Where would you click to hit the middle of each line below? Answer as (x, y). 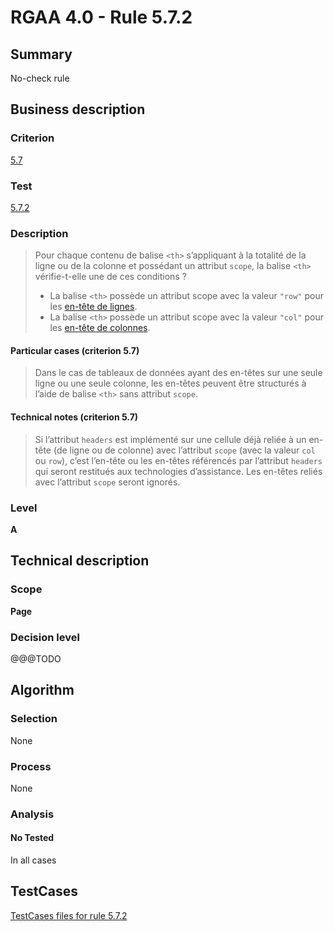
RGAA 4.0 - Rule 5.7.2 (101, 17)
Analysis (32, 814)
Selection (34, 719)
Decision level (45, 637)
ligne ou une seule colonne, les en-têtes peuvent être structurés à (170, 383)
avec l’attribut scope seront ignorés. (107, 482)
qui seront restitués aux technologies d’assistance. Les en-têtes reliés (178, 471)
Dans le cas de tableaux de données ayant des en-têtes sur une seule (178, 373)
